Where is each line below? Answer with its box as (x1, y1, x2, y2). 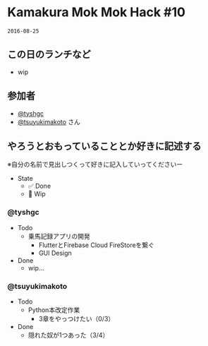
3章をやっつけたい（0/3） (38, 314, 115, 323)
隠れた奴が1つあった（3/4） (27, 330, 109, 339)
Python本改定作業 (27, 305, 80, 314)
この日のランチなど (7, 49, 91, 61)
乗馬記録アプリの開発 (27, 232, 90, 240)
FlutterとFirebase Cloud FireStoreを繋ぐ (38, 241, 155, 249)
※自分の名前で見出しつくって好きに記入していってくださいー (7, 160, 183, 169)
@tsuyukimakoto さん (17, 117, 81, 126)
